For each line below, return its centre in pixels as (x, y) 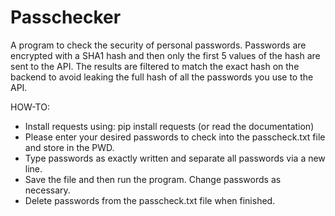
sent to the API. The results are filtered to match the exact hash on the (155, 66)
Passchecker (66, 17)
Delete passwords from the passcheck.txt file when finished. (150, 200)
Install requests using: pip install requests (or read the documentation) (169, 126)
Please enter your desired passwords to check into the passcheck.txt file (175, 137)
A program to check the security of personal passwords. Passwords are (158, 45)
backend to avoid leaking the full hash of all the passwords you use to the (162, 77)
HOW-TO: (30, 107)
